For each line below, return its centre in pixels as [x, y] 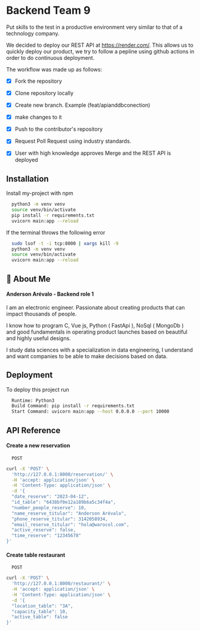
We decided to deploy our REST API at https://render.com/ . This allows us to [100, 45]
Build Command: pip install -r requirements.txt [73, 406]
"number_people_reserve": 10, [49, 507]
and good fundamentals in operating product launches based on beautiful [97, 332]
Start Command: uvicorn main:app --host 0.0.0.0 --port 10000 [90, 411]
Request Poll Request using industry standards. [73, 141]
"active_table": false [40, 617]
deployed [26, 160]
